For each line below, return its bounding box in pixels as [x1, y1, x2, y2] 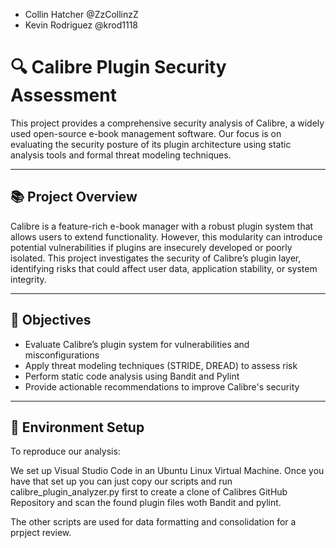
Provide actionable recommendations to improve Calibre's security [24, 380, 300, 393]
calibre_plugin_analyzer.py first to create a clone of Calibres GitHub [10, 486, 288, 498]
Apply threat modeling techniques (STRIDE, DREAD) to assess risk [24, 359, 298, 371]
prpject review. [10, 527, 72, 539]
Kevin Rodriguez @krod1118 [24, 19, 139, 31]
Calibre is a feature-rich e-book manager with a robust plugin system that [10, 220, 314, 232]
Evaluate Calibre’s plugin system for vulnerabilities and [24, 338, 250, 350]
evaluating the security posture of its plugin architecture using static [10, 138, 292, 150]
